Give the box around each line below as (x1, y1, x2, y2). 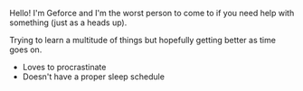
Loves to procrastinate (22, 62, 107, 72)
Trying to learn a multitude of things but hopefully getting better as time (9, 35, 276, 45)
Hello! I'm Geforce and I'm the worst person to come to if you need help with (9, 8, 295, 18)
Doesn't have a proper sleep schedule (22, 71, 166, 82)
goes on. (9, 44, 43, 55)
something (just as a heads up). (9, 17, 128, 28)
